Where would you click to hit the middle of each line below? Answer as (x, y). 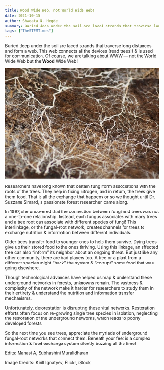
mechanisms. (19, 298)
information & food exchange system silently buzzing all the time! (71, 343)
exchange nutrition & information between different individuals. (68, 232)
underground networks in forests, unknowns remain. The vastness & (74, 283)
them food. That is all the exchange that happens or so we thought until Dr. (80, 197)
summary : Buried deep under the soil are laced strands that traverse (78, 26)
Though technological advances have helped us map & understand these (79, 277)
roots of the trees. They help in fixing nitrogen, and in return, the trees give (80, 192)
